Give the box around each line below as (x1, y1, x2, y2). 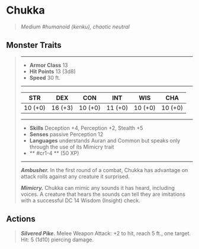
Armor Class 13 (29, 62, 68, 69)
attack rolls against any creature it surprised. (20, 173, 130, 180)
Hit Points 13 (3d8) (29, 67, 76, 75)
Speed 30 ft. (29, 74, 60, 81)
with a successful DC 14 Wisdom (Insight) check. (20, 196, 140, 204)
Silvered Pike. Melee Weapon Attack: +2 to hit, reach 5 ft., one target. (20, 229, 191, 237)
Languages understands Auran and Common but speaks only (29, 137, 181, 144)
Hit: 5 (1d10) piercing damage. (20, 236, 94, 243)
